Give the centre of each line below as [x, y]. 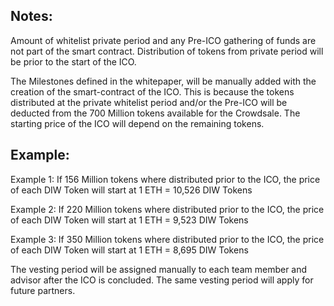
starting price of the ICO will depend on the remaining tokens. [137, 123]
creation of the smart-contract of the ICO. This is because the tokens [152, 91]
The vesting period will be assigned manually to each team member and [159, 269]
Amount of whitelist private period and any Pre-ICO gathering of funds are [163, 40]
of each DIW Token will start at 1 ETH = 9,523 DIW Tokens [129, 220]
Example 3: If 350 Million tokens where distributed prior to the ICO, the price [167, 239]
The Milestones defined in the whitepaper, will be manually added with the [163, 81]
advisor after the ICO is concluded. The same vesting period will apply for [162, 280]
